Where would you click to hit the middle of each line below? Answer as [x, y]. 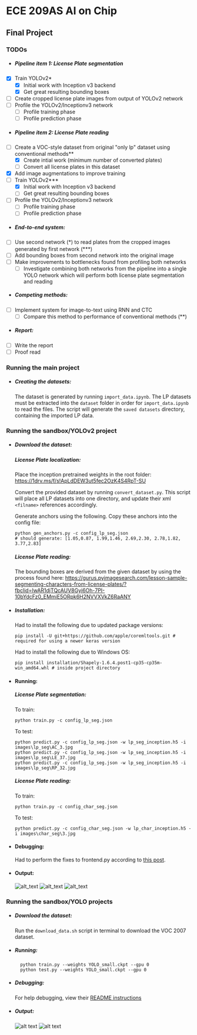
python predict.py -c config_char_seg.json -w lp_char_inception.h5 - [103, 828]
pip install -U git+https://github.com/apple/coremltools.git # [95, 636]
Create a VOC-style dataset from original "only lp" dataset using [92, 147]
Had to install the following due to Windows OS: [72, 652]
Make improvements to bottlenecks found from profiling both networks [100, 262]
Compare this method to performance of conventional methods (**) [105, 316]
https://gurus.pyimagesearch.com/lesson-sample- [126, 578]
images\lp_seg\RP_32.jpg [45, 768]
